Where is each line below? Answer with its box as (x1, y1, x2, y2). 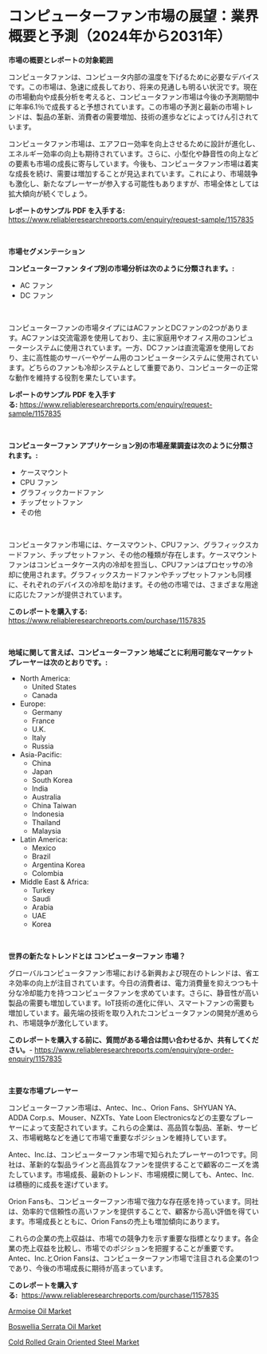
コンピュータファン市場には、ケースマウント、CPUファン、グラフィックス (8, 539, 253, 549)
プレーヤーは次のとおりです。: (8, 657, 108, 667)
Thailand (31, 817, 61, 827)
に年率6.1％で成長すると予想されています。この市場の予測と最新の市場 (8, 101, 239, 112)
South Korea (31, 775, 73, 784)
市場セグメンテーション (8, 247, 85, 256)
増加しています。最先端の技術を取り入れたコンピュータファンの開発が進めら (8, 1008, 259, 1017)
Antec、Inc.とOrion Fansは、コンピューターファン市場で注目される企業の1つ (8, 1253, 260, 1263)
